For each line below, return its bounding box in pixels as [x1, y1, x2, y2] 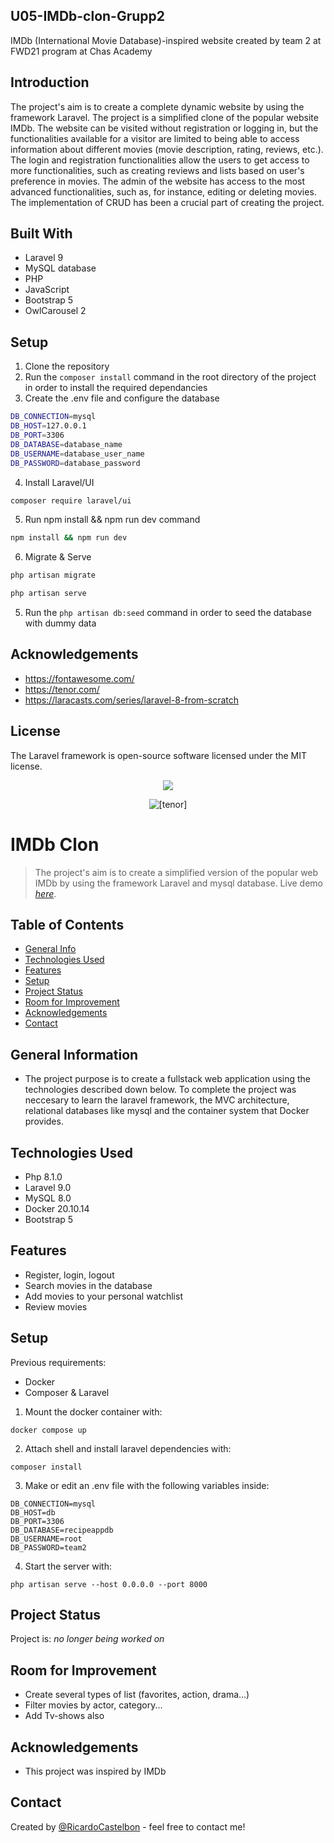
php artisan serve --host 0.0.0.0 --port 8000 [10, 1579, 208, 1589]
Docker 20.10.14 [24, 1203, 90, 1214]
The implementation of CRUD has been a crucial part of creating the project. [10, 196, 325, 208]
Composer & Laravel [24, 1386, 110, 1398]
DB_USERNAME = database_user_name [10, 449, 145, 459]
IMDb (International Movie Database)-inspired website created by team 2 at [10, 34, 322, 46]
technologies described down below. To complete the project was [24, 1084, 297, 1096]
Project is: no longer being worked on [10, 1633, 165, 1645]
